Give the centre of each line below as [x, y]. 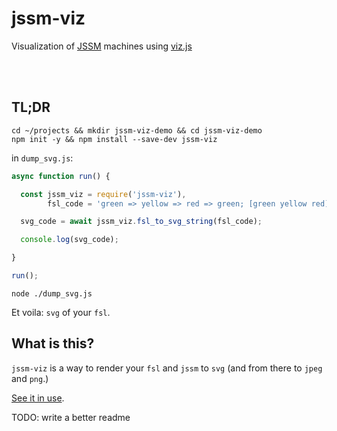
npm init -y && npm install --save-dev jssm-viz [114, 139]
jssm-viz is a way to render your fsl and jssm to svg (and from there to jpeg [167, 368]
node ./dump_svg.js [52, 293]
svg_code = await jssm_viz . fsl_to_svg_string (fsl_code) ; [141, 222]
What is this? [53, 343]
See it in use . [38, 398]
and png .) [30, 378]
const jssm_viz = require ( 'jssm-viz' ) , [103, 194]
